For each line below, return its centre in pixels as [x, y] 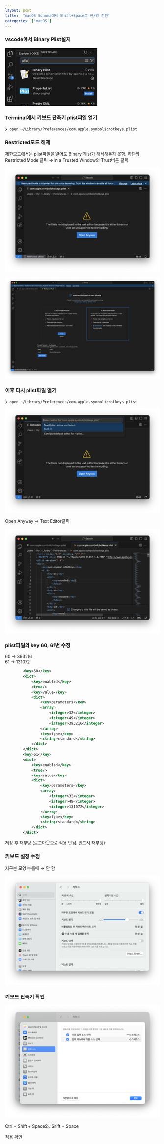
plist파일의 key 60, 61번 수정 [38, 645]
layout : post [18, 10]
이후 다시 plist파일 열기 [31, 391]
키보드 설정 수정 [23, 857]
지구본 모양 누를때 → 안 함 [30, 868]
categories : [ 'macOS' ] [28, 21]
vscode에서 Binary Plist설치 [38, 39]
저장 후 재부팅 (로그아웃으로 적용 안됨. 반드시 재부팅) [55, 843]
